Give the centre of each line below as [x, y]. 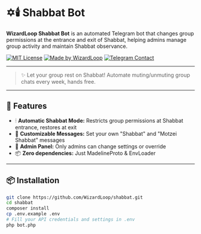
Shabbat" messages [40, 140]
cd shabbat [20, 203]
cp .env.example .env [33, 214]
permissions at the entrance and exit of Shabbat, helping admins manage [96, 39]
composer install [28, 208]
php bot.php [21, 225]
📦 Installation [33, 180]
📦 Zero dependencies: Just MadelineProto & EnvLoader [85, 153]
